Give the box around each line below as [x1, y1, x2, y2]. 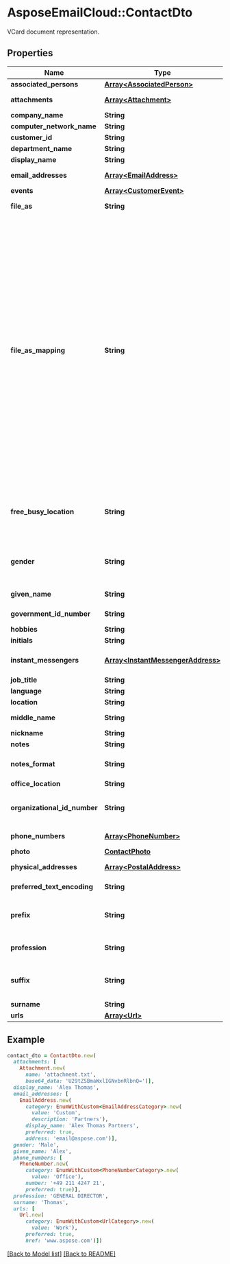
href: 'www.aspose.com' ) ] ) [25, 1237, 103, 1244]
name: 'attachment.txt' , [25, 1071, 97, 1079]
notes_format [10, 759, 55, 768]
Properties [7, 47, 53, 59]
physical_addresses [10, 862, 77, 871]
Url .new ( [19, 1212, 44, 1219]
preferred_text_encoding [10, 882, 94, 891]
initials [10, 635, 33, 645]
